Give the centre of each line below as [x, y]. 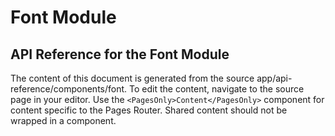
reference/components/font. [69, 89]
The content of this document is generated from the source [132, 78]
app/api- [274, 78]
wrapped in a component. [63, 120]
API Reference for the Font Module [120, 54]
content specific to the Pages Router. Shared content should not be [149, 110]
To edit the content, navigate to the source [217, 89]
